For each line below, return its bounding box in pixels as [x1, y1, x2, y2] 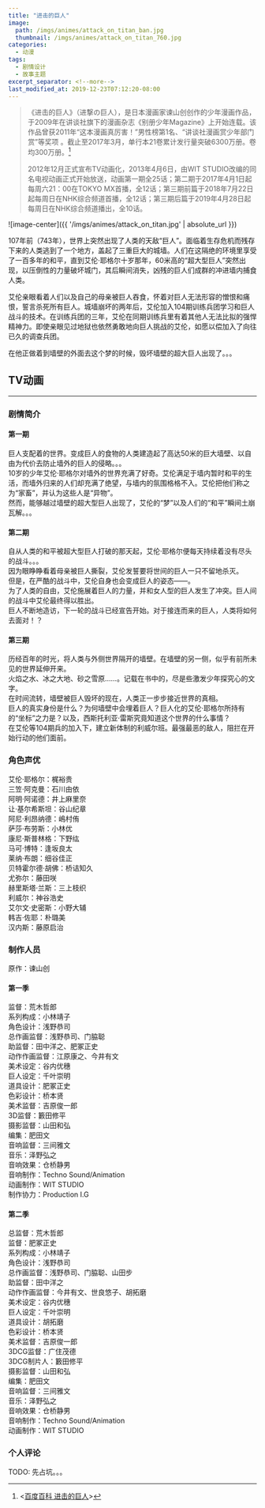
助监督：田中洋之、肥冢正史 [8, 1042, 99, 1051]
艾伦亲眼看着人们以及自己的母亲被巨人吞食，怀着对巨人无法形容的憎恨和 [8, 292, 243, 302]
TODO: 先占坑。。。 [8, 1467, 67, 1476]
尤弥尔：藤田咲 [8, 873, 57, 882]
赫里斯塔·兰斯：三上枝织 [8, 882, 87, 893]
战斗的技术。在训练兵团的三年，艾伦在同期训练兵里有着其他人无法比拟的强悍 [8, 312, 257, 322]
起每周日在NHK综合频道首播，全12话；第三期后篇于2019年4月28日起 [27, 194, 252, 204]
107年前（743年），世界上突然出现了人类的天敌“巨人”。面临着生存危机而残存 [8, 236, 256, 246]
